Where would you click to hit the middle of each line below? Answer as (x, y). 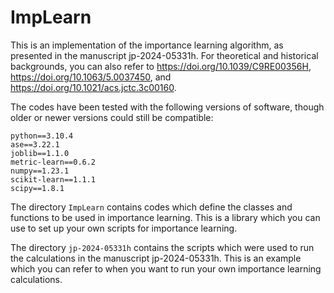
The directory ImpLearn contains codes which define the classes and (151, 207)
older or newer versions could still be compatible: (112, 117)
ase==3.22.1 (35, 144)
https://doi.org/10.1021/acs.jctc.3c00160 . (93, 87)
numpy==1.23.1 (40, 171)
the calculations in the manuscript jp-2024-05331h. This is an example (156, 258)
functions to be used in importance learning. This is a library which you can (165, 217)
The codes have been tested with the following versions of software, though (167, 107)
